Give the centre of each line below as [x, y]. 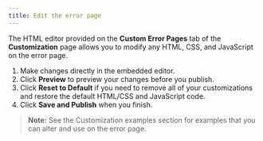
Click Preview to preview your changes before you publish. [117, 79]
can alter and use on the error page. [87, 128]
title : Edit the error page [55, 16]
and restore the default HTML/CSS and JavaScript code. [112, 96]
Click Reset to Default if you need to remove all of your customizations [136, 88]
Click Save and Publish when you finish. [86, 104]
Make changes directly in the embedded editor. [97, 70]
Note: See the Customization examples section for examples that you [141, 119]
